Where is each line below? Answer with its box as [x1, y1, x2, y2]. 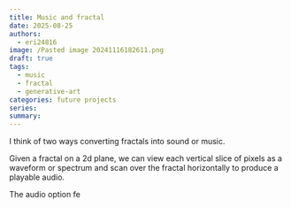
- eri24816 [17, 37, 57, 47]
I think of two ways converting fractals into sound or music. [9, 136, 226, 147]
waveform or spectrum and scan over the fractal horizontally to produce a [9, 163, 279, 173]
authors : [9, 29, 42, 38]
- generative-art [17, 87, 81, 96]
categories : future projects [9, 95, 117, 104]
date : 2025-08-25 [9, 21, 73, 30]
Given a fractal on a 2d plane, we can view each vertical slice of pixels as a [9, 153, 283, 164]
